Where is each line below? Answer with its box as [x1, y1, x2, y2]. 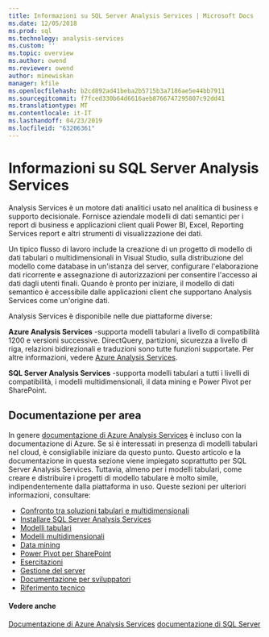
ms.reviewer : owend [8, 65, 74, 73]
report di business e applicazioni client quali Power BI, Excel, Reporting [8, 219, 244, 230]
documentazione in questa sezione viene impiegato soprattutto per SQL [8, 456, 247, 465]
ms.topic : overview [8, 49, 74, 57]
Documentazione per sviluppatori [19, 574, 131, 584]
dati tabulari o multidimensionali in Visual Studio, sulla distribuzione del [8, 252, 244, 262]
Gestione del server [19, 565, 86, 575]
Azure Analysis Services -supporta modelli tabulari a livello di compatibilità [8, 327, 260, 336]
